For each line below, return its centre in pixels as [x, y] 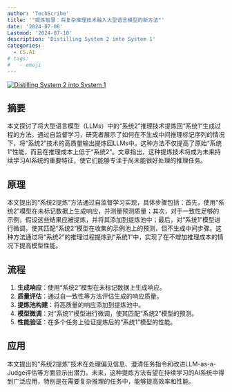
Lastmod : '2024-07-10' [40, 33]
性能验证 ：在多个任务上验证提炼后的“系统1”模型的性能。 [97, 322]
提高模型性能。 [40, 245]
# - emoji [24, 65]
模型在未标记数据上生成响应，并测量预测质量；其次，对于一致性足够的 [119, 211]
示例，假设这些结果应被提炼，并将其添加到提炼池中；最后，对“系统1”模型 [111, 220]
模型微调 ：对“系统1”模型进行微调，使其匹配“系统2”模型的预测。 [107, 314]
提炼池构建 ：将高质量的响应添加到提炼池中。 [81, 305]
